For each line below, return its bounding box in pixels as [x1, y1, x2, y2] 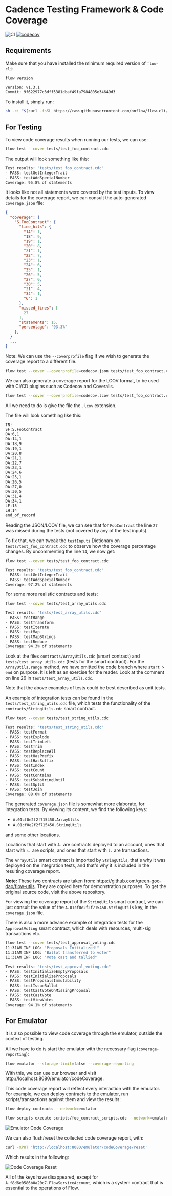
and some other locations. [5, 832, 60, 838]
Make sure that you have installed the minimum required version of [5, 60, 146, 66]
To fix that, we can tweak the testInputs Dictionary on [5, 537, 120, 544]
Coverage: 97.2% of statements [5, 582, 72, 587]
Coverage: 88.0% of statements [5, 792, 72, 797]
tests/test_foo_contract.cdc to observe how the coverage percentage [5, 543, 156, 549]
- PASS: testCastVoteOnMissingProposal [5, 988, 91, 993]
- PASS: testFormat [5, 730, 47, 735]
